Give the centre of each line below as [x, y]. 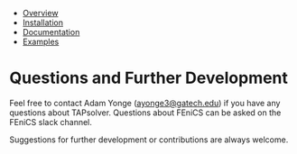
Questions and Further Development [149, 78]
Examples [41, 41]
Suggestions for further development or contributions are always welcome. [149, 140]
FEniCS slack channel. [51, 122]
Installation [43, 23]
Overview [40, 13]
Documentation [51, 32]
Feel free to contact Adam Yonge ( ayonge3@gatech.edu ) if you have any [145, 103]
